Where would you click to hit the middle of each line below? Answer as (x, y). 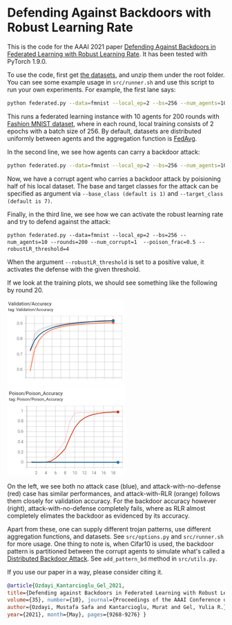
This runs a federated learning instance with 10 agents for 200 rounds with (113, 116)
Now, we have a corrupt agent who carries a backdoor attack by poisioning (114, 179)
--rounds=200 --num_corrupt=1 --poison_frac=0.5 (123, 242)
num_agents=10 (28, 242)
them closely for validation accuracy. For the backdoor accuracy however (112, 501)
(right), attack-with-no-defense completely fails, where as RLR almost (106, 508)
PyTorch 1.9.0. (27, 61)
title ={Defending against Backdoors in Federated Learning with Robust (112, 593)
